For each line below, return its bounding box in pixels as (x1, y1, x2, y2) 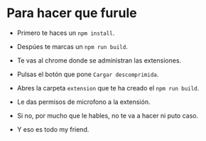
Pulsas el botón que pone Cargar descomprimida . (16, 70, 159, 78)
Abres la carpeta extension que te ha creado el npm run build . (16, 83, 200, 92)
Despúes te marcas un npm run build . (16, 42, 129, 51)
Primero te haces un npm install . (16, 28, 115, 37)
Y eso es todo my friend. (16, 125, 90, 133)
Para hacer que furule (6, 5, 137, 21)
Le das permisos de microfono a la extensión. (16, 98, 151, 106)
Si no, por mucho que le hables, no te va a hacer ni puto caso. (16, 111, 199, 120)
